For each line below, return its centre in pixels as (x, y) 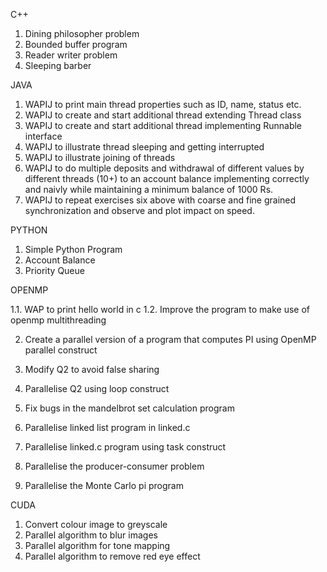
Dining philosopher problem (82, 33)
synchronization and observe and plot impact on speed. (139, 210)
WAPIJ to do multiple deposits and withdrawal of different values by (164, 168)
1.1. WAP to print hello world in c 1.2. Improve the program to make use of (160, 309)
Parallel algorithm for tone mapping (97, 545)
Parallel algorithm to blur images (91, 535)
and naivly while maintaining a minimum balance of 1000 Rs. (149, 189)
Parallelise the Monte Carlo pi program (104, 485)
